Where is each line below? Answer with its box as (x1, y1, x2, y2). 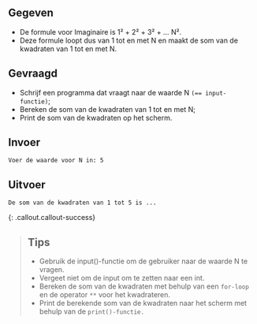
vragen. (39, 265, 65, 274)
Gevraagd (8, 67, 58, 80)
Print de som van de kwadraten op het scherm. (19, 113, 173, 122)
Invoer (8, 136, 41, 149)
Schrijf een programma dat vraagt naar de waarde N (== (19, 88, 203, 97)
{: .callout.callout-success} (8, 213, 96, 222)
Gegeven (8, 6, 54, 20)
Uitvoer (8, 177, 46, 192)
